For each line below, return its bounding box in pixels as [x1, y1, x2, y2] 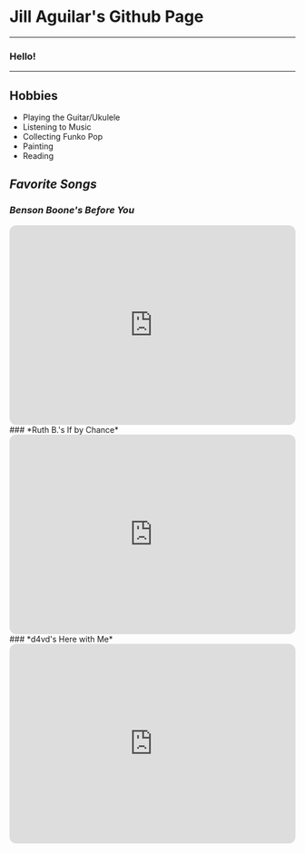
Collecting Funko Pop [22, 132, 103, 142]
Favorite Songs [9, 177, 97, 192]
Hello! [9, 50, 36, 63]
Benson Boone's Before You [9, 204, 134, 217]
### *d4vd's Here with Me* [9, 633, 113, 644]
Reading [22, 151, 54, 162]
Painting [22, 141, 54, 152]
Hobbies [9, 88, 59, 103]
